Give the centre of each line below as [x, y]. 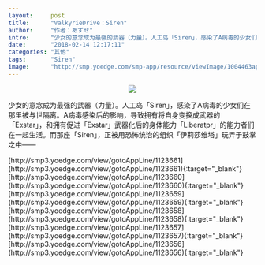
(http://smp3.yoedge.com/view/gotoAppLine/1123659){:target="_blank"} [126, 202]
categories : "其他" [39, 52]
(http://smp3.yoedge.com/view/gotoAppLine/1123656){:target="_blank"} [126, 252]
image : [19, 67]
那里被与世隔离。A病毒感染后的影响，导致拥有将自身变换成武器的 [114, 114]
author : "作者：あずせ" [50, 30]
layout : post [37, 15]
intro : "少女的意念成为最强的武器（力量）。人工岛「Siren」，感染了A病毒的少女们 [133, 37]
